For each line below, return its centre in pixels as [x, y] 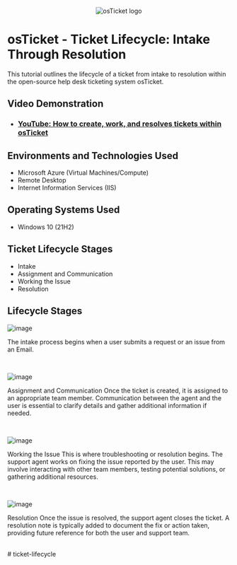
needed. [19, 413]
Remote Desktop [42, 180]
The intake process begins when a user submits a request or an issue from [116, 342]
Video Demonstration [56, 104]
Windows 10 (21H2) [46, 227]
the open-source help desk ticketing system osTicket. [86, 81]
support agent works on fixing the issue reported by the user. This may [111, 461]
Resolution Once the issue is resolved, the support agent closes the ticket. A [118, 518]
